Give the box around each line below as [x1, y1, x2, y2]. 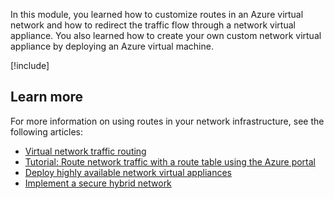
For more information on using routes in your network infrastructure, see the [10, 115, 325, 127]
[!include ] [10, 60, 50, 71]
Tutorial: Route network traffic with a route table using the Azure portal [24, 155, 316, 168]
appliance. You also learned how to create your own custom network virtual [10, 30, 322, 41]
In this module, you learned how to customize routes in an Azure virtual [10, 9, 304, 20]
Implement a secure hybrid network [24, 177, 172, 189]
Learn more [10, 89, 84, 106]
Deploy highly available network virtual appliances [24, 166, 232, 178]
